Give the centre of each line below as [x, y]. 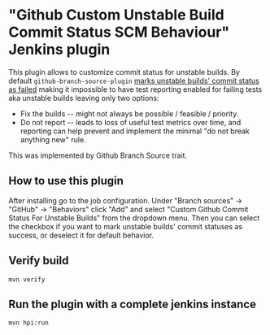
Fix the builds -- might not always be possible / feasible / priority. [129, 113]
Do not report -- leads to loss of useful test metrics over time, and [131, 122]
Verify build [39, 261]
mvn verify [27, 279]
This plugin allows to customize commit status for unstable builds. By [124, 72]
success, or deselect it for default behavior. [81, 235]
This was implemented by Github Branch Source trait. [98, 155]
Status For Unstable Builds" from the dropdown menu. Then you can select [134, 218]
